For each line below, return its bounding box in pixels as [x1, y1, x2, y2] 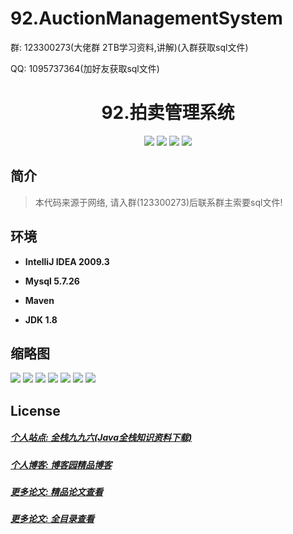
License [10, 402, 61, 419]
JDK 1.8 [24, 313, 58, 326]
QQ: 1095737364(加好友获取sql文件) [10, 62, 160, 74]
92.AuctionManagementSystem [10, 7, 283, 30]
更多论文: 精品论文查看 [10, 486, 103, 498]
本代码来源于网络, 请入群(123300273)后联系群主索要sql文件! [34, 196, 283, 208]
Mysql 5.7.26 [24, 275, 80, 287]
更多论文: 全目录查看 [10, 513, 95, 525]
